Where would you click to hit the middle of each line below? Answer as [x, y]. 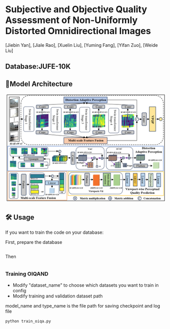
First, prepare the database [34, 242]
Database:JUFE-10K [38, 66]
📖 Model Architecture [39, 84]
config [19, 290]
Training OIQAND [27, 274]
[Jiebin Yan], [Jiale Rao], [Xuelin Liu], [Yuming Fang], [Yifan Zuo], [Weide [82, 45]
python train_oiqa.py [28, 321]
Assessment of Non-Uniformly [72, 20]
